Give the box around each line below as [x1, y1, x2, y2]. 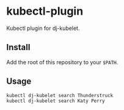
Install [6, 42, 31, 53]
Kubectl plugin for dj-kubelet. [6, 24, 80, 32]
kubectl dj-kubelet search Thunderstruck [6, 92, 114, 98]
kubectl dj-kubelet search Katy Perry [6, 98, 105, 104]
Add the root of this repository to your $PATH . [6, 58, 119, 65]
